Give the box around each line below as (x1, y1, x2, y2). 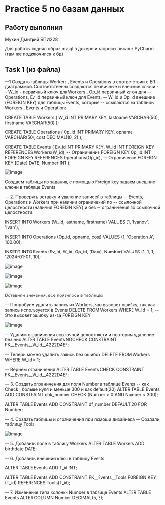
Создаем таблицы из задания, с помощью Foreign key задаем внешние (5, 179, 156, 185)
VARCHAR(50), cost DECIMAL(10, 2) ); (5, 134, 83, 140)
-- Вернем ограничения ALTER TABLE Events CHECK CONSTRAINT (5, 366, 144, 372)
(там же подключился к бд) (5, 51, 63, 57)
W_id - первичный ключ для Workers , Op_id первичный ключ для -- (8, 89, 152, 95)
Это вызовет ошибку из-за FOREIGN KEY (5, 312, 91, 318)
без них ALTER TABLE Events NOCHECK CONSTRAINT (5, 337, 117, 342)
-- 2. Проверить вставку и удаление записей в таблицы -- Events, (5, 194, 144, 200)
